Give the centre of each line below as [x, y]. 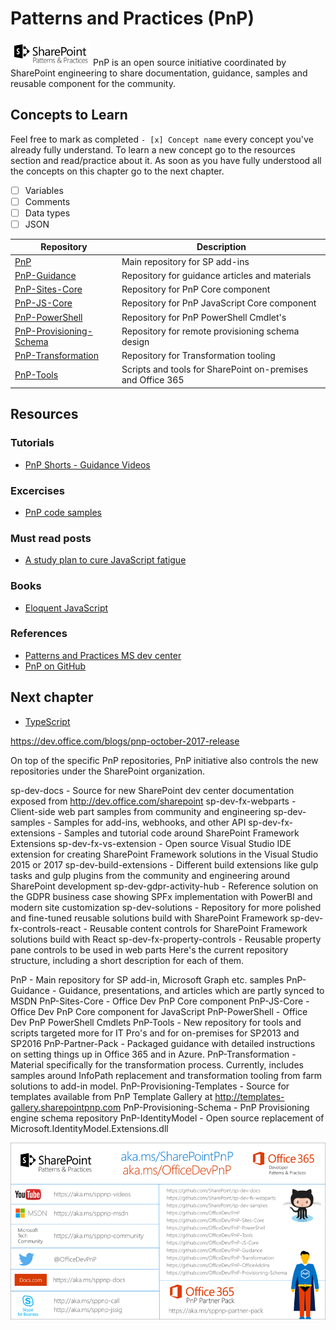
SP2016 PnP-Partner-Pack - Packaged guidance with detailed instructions [163, 1043]
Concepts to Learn [69, 115]
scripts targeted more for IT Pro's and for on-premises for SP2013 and [155, 1033]
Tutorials [32, 443]
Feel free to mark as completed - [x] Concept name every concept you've [162, 139]
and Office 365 [153, 380]
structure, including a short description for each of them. [127, 960]
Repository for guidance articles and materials [216, 275]
